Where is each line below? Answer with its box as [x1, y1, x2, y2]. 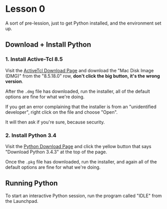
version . [5, 78, 24, 85]
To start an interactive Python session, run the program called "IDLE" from [5, 193, 162, 199]
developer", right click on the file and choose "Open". [5, 109, 118, 115]
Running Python [5, 179, 58, 187]
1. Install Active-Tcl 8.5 [5, 56, 63, 63]
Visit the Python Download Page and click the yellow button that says [5, 143, 152, 149]
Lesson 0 [5, 3, 45, 15]
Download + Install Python [5, 40, 91, 49]
